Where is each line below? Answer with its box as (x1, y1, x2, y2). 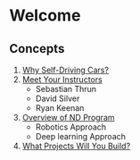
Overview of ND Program (21, 113, 115, 122)
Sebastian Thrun (35, 84, 96, 94)
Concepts (9, 41, 65, 56)
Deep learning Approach (35, 131, 127, 141)
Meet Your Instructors (21, 74, 103, 85)
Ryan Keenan (35, 103, 85, 113)
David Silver (35, 93, 80, 104)
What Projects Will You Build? (21, 140, 131, 151)
